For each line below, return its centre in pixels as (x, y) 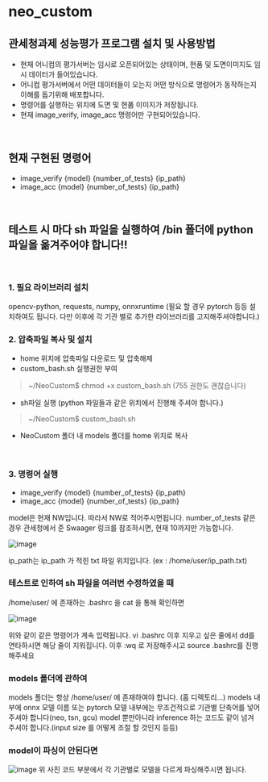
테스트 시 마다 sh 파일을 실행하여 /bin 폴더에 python (131, 230)
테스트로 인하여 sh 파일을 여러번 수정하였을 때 (91, 583)
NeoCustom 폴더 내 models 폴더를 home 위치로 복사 (104, 436)
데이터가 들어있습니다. (63, 74)
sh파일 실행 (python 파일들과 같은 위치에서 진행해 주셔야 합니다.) (122, 403)
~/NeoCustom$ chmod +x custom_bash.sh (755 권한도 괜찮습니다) (137, 386)
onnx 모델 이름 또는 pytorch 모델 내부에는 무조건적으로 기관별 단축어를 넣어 (141, 708)
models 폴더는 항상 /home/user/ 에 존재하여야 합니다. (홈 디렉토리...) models (130, 697)
